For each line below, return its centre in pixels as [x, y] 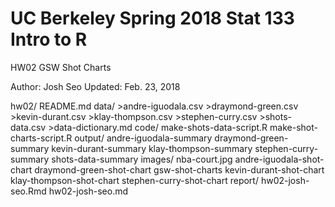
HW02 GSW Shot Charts [61, 67]
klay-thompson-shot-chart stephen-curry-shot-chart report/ [134, 180]
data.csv [28, 127]
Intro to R [49, 39]
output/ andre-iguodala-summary [143, 138]
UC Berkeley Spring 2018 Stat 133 [152, 18]
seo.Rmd [28, 191]
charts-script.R [41, 138]
